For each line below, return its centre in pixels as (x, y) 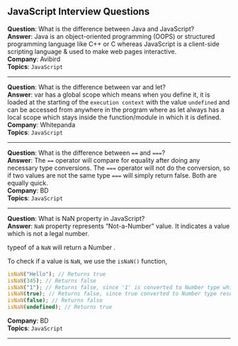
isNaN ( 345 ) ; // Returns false (52, 281)
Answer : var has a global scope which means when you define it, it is (109, 94)
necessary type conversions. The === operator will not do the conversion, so (119, 168)
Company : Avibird (34, 59)
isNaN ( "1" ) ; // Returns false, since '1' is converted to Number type (114, 287)
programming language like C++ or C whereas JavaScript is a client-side (113, 44)
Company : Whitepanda (41, 124)
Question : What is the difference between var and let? (87, 87)
